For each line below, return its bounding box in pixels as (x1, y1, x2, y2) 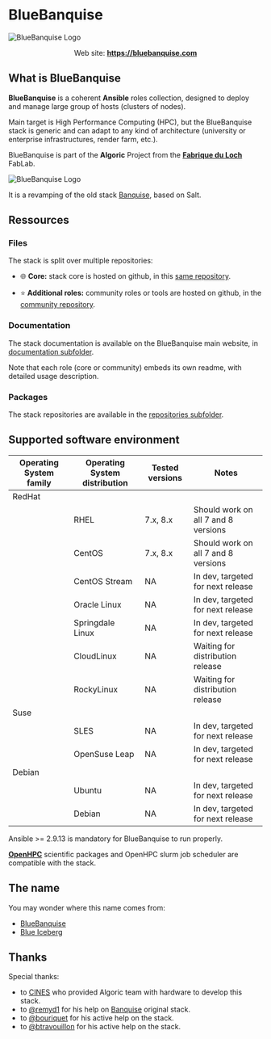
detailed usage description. (8, 371, 99, 381)
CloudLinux (73, 650, 117, 662)
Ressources (8, 213, 70, 227)
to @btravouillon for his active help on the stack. (19, 1022, 181, 1032)
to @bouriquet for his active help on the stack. (19, 1013, 175, 1023)
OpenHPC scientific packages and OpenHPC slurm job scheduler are (8, 849, 239, 859)
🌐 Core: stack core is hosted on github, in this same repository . (19, 271, 231, 281)
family (27, 477, 52, 488)
